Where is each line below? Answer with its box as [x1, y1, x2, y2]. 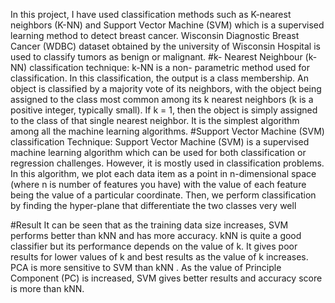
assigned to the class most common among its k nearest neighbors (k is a [10, 94, 314, 105]
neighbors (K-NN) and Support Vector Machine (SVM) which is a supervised [10, 19, 325, 31]
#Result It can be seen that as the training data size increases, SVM [10, 219, 289, 231]
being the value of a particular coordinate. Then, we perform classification [10, 189, 317, 201]
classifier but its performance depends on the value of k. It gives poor [10, 240, 298, 252]
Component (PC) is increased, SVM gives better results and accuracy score [10, 272, 323, 284]
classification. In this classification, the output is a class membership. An [10, 72, 310, 84]
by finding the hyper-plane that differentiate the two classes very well [10, 200, 297, 211]
